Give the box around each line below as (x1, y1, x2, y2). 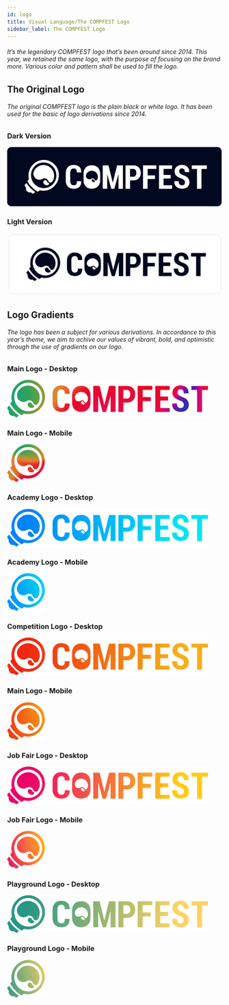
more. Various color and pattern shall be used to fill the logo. (7, 62, 179, 70)
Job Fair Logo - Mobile (7, 815, 83, 825)
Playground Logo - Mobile (7, 944, 95, 954)
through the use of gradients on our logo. (7, 343, 124, 351)
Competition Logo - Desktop (7, 622, 103, 631)
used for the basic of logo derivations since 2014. (7, 110, 147, 118)
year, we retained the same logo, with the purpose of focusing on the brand (7, 55, 221, 63)
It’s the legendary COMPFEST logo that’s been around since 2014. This (7, 47, 207, 56)
